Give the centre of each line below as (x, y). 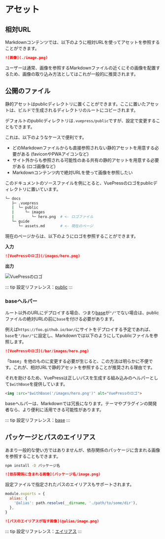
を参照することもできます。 (33, 456)
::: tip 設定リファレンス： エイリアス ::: (44, 531)
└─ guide (20, 222)
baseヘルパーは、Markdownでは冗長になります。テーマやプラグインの (77, 403)
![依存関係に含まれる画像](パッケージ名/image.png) (53, 474)
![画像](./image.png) (27, 58)
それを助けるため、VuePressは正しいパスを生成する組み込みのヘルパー (78, 377)
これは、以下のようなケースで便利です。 (46, 137)
